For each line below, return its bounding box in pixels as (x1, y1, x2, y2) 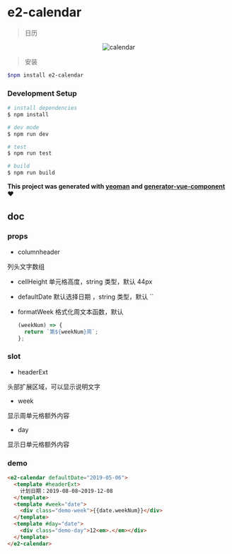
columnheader (17, 248, 60, 256)
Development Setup (7, 88, 77, 98)
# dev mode (7, 123, 40, 131)
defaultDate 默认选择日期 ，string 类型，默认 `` (17, 292, 154, 301)
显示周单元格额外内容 (7, 411, 69, 419)
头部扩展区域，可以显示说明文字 (7, 382, 100, 391)
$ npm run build (7, 170, 55, 177)
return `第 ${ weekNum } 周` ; (24, 328, 99, 336)
